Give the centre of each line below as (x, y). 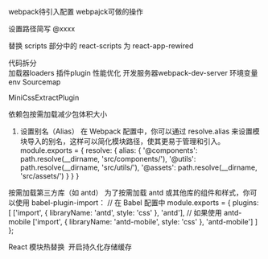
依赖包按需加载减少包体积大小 (58, 114)
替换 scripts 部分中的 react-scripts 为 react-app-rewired (101, 45)
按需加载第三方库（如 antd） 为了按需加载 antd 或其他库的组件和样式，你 (130, 192)
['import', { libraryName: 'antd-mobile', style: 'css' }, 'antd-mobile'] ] (145, 221)
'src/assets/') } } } (49, 175)
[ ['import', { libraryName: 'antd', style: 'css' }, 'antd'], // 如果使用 (115, 212)
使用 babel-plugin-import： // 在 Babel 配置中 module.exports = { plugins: (137, 202)
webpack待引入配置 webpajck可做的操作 (76, 11)
